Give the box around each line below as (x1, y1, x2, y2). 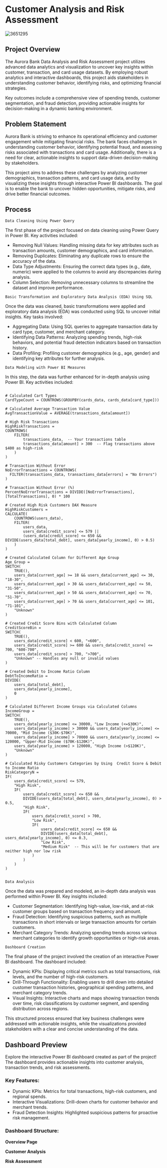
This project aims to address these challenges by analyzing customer (5, 169, 148, 176)
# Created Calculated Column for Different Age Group (5, 555, 120, 560)
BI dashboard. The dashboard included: (5, 959, 87, 965)
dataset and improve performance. (12, 285, 84, 291)
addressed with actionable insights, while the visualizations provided (5, 1021, 146, 1027)
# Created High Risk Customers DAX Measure (5, 503, 97, 508)
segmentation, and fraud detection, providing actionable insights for (5, 100, 145, 106)
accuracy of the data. (12, 258, 57, 264)
